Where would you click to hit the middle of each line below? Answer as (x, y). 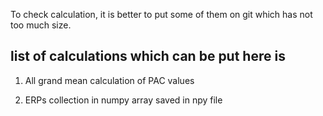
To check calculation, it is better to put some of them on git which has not (161, 14)
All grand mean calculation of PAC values (109, 80)
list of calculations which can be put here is (148, 56)
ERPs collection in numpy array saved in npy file (123, 100)
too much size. (41, 25)
